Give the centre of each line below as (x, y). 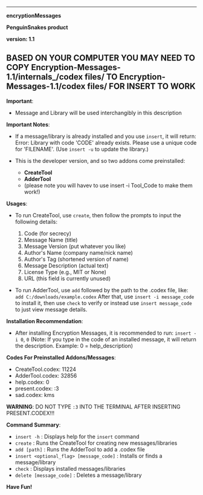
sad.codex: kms (35, 395)
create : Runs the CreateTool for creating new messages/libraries (96, 443)
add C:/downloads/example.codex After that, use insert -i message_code (105, 297)
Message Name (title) (51, 240)
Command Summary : (34, 425)
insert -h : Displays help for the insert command (77, 436)
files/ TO (101, 77)
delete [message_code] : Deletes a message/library (78, 475)
